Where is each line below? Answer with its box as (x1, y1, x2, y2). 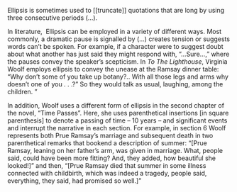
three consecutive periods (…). (7, 13, 98, 22)
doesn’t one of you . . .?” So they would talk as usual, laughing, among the (7, 80, 224, 88)
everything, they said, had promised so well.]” (7, 176, 142, 185)
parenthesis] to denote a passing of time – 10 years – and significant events (7, 116, 228, 125)
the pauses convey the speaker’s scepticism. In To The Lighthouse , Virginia (7, 57, 228, 66)
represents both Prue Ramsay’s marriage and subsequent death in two (7, 131, 214, 140)
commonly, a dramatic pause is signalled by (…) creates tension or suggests (7, 35, 231, 43)
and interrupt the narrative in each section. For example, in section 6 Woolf (7, 124, 226, 132)
